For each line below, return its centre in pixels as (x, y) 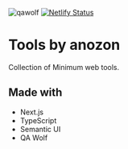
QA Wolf (34, 138)
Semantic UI (40, 129)
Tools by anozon (64, 45)
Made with (35, 93)
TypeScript (38, 120)
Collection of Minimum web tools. (64, 67)
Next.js (32, 112)
